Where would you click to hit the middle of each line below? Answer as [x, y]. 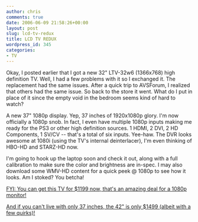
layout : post [22, 28]
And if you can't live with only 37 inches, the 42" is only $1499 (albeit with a [98, 206]
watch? [15, 104]
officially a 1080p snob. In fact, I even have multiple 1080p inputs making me [99, 121]
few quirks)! [21, 213]
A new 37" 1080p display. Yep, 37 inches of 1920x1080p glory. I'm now [92, 115]
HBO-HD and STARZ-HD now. [42, 147]
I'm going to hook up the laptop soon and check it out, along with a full [92, 158]
